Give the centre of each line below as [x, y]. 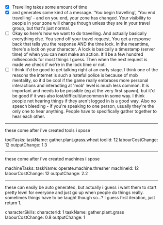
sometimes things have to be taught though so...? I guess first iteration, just [80, 198]
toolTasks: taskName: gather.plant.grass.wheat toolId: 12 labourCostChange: [81, 140]
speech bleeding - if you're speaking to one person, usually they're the [83, 106]
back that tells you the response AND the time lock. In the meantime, [81, 44]
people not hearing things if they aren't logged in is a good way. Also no [84, 101]
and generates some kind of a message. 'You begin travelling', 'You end [84, 13]
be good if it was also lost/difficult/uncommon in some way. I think [78, 96]
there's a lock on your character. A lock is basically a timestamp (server [83, 49]
